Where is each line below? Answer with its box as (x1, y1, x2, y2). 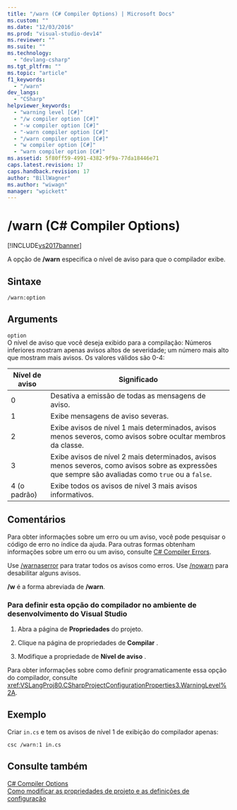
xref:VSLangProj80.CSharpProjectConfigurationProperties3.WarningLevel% (7, 681, 227, 689)
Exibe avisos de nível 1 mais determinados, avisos (50, 422, 217, 432)
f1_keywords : (7, 76, 46, 83)
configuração (7, 794, 47, 802)
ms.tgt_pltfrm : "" (7, 63, 61, 70)
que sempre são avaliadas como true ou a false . (50, 469, 212, 479)
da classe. (50, 440, 85, 450)
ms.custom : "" (7, 17, 49, 24)
